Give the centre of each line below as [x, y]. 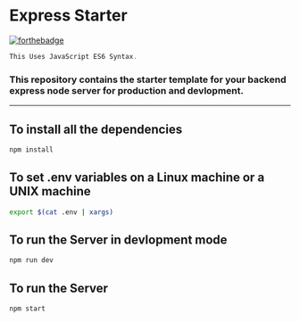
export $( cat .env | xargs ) [62, 212]
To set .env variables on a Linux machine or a [137, 178]
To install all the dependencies [96, 129]
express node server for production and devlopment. [126, 90]
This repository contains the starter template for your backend [148, 79]
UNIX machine [50, 191]
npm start [28, 309]
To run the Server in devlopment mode [118, 239]
